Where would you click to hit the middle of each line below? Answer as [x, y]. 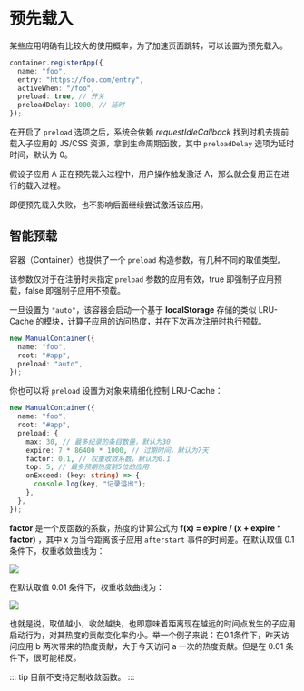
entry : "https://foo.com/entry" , [81, 80]
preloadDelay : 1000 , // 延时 [71, 105]
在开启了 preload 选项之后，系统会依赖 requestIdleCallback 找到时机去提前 [149, 132]
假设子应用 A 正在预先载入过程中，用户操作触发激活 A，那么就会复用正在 [146, 175]
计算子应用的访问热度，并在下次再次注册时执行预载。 [167, 321]
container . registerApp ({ [56, 63]
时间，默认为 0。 [41, 155]
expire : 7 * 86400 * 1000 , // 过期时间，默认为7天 [117, 450]
